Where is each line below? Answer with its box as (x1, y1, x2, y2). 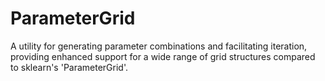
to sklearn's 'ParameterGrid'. (10, 61, 129, 73)
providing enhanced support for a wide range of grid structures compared (10, 50, 316, 62)
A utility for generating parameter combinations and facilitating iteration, (10, 40, 308, 52)
